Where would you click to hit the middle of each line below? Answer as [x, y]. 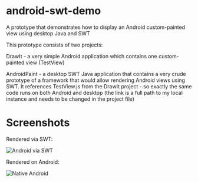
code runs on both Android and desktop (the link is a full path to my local [94, 92]
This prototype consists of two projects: [55, 45]
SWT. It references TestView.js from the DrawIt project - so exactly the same [99, 86]
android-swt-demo [54, 11]
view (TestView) [45, 62]
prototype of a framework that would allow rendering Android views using [96, 80]
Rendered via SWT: [29, 139]
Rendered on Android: [33, 162]
